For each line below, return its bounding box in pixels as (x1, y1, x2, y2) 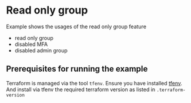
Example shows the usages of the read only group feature (6, 23, 147, 30)
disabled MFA (14, 41, 48, 48)
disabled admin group (14, 46, 68, 54)
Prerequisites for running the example (6, 64, 148, 74)
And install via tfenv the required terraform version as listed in (6, 86, 156, 93)
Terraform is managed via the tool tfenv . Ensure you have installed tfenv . (6, 79, 183, 87)
